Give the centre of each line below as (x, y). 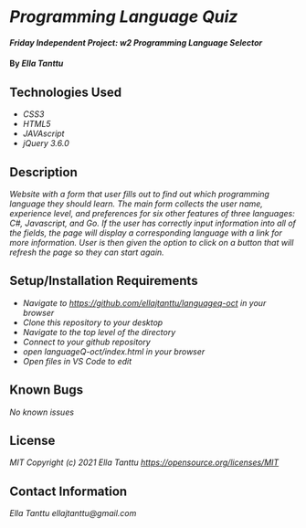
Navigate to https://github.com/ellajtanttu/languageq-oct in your (144, 302)
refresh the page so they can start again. (87, 252)
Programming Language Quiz (124, 17)
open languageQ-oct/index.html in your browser (114, 351)
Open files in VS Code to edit (77, 361)
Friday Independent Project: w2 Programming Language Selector (136, 42)
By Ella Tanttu (37, 63)
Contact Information (69, 491)
